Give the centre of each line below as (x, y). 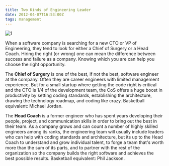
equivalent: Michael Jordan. (34, 106)
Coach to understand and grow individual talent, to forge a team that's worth (84, 142)
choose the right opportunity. (35, 64)
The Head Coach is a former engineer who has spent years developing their (84, 116)
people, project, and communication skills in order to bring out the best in (81, 121)
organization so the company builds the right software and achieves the (80, 153)
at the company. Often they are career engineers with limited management (82, 79)
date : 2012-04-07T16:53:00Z (35, 15)
